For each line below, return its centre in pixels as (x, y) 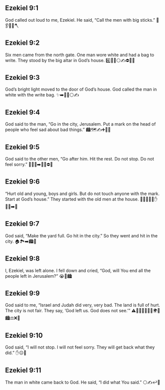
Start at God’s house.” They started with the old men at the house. (72, 199)
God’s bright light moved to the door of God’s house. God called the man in (81, 89)
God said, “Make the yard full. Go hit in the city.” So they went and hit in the (81, 235)
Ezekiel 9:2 (22, 43)
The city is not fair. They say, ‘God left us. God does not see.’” (68, 311)
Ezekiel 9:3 (23, 78)
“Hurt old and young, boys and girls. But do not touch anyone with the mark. (82, 194)
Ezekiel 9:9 (23, 293)
